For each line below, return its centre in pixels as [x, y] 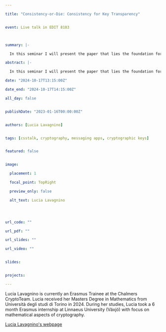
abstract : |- [19, 63]
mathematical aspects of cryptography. [45, 315]
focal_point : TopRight [33, 182]
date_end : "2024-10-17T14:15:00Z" [41, 89]
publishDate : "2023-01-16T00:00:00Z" [44, 112]
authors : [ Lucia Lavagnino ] [34, 125]
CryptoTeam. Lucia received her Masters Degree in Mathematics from [76, 299]
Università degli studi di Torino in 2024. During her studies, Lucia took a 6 [80, 304]
